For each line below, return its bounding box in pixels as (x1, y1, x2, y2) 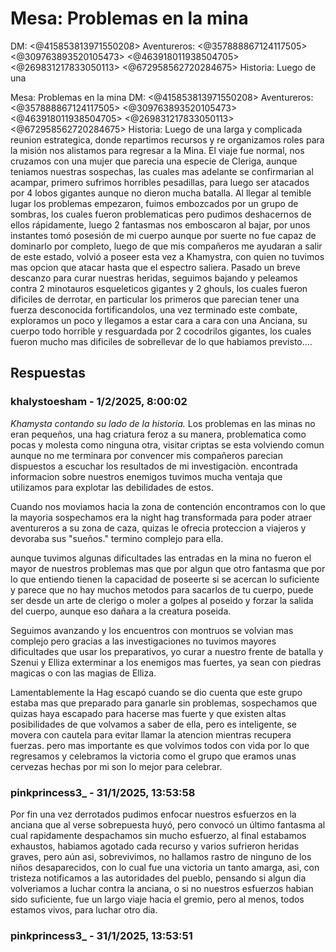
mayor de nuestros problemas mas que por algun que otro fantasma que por (10, 562, 326, 574)
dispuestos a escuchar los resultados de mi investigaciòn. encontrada (10, 460, 298, 472)
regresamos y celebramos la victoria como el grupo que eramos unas (10, 750, 297, 762)
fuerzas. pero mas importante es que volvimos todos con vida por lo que (10, 739, 310, 751)
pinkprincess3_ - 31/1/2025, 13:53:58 (10, 785, 196, 799)
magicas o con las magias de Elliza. (10, 667, 157, 679)
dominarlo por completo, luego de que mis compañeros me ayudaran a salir (10, 240, 323, 252)
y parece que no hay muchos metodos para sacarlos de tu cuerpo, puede (10, 583, 314, 596)
